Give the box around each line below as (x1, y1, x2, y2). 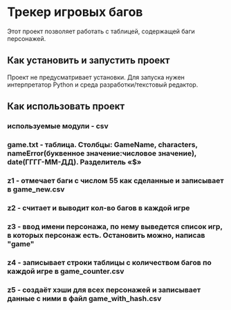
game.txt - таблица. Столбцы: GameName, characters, (7, 139, 198, 149)
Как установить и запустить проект (7, 55, 171, 67)
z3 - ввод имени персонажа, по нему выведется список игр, (7, 221, 223, 231)
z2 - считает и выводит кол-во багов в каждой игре (7, 203, 190, 212)
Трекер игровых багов (7, 4, 143, 20)
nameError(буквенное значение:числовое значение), (7, 148, 197, 158)
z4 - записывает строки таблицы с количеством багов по (7, 257, 212, 267)
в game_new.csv (7, 184, 65, 194)
